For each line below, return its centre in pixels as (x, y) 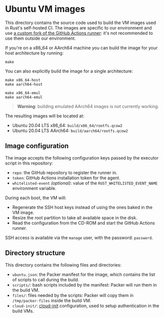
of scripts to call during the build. (46, 279)
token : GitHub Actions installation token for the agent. (66, 178)
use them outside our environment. (41, 38)
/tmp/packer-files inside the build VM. (52, 300)
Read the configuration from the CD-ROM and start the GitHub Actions (83, 223)
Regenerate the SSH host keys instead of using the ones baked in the (82, 207)
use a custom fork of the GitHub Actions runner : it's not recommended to (79, 33)
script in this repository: (29, 163)
